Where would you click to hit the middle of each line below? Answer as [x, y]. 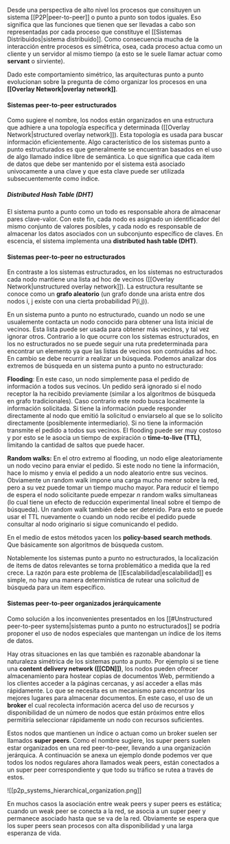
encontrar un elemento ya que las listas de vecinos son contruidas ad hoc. [112, 351]
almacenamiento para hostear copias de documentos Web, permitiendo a [111, 676]
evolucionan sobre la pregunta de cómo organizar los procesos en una [107, 82]
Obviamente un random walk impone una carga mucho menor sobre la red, [113, 481]
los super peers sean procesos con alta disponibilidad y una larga [100, 825]
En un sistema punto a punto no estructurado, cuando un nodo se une [106, 315]
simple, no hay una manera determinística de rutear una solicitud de [103, 580]
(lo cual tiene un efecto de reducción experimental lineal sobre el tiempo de [114, 503]
